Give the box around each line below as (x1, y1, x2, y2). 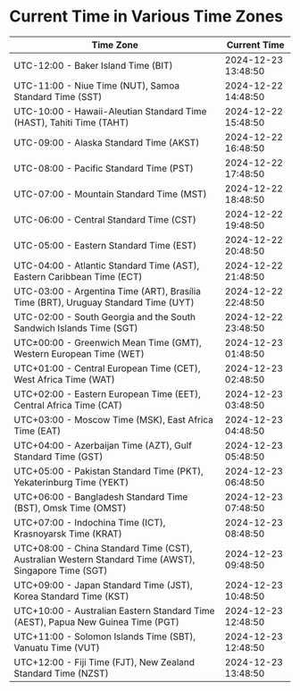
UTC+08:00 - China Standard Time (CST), (13, 542, 193, 554)
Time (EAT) (13, 425, 61, 437)
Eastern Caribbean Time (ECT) (13, 270, 143, 282)
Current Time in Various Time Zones (9, 6, 284, 27)
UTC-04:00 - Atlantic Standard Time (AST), (13, 259, 200, 272)
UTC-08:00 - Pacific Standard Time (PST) (13, 162, 194, 174)
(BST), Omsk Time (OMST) (13, 501, 127, 514)
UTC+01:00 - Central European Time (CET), (13, 362, 201, 375)
